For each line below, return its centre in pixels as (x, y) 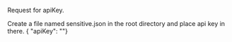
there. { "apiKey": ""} (38, 31)
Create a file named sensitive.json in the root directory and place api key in (116, 23)
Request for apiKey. (36, 10)
